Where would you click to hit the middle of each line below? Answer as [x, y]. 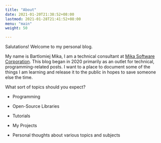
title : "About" [21, 10]
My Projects [25, 126]
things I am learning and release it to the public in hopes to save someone [81, 72]
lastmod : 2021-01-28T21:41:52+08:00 [43, 19]
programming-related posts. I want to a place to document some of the [78, 67]
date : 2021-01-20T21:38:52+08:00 [40, 14]
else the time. [19, 77]
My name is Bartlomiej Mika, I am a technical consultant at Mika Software [80, 56]
